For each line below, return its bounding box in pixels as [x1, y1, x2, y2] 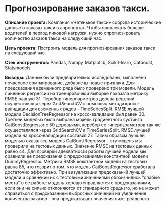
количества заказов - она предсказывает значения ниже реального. [5, 195, 151, 201]
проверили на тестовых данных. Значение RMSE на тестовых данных [5, 143, 152, 149]
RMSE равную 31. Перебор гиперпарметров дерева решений [5, 95, 135, 102]
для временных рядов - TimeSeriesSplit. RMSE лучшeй [29, 106, 144, 112]
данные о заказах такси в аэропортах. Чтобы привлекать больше [5, 24, 144, 30]
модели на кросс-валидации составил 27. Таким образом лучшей [5, 132, 145, 138]
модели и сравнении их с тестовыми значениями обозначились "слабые [5, 174, 160, 180]
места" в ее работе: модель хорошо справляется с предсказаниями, [5, 179, 152, 186]
